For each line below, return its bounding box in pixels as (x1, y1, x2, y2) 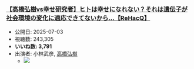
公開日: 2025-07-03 (14, 28, 63, 36)
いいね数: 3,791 (14, 43, 52, 50)
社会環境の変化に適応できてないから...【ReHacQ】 (6, 13, 150, 22)
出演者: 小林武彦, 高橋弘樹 (14, 50, 78, 57)
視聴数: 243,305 (14, 36, 54, 43)
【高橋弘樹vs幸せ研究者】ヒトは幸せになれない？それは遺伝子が (6, 5, 188, 13)
